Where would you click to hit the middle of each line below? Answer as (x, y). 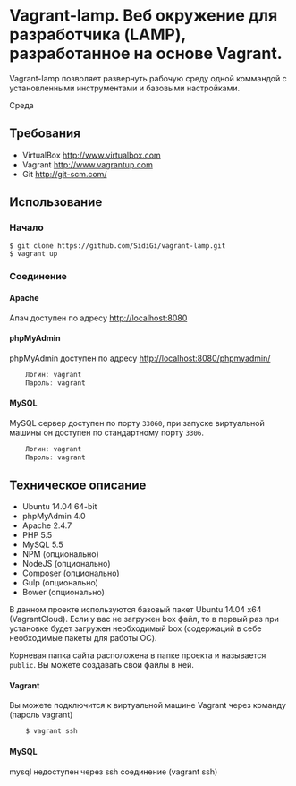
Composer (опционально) (71, 573)
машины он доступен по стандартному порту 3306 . (106, 432)
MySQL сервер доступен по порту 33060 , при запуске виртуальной (137, 423)
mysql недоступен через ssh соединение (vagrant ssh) (114, 772)
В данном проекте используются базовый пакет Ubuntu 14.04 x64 (135, 610)
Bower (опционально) (63, 593)
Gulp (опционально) (60, 583)
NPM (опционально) (61, 554)
